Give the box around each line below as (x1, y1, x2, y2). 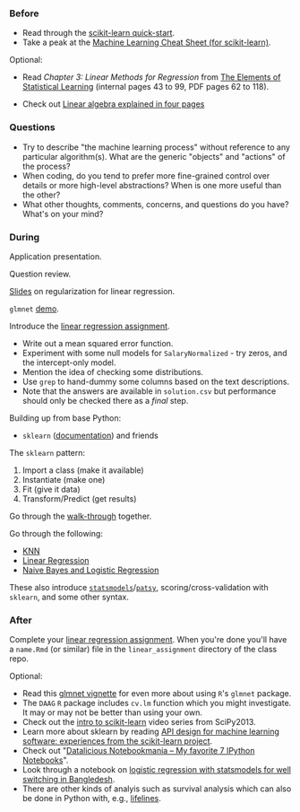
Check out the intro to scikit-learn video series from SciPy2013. (21, 717, 257, 728)
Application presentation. (9, 250, 102, 262)
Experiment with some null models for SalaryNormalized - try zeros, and (21, 347, 288, 358)
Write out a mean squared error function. (21, 337, 174, 348)
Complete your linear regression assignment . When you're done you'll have (9, 634, 287, 645)
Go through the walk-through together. (9, 511, 152, 521)
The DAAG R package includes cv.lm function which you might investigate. (21, 698, 292, 709)
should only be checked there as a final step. (21, 395, 189, 406)
